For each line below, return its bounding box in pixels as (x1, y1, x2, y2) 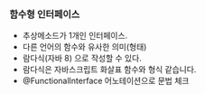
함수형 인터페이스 (9, 7, 80, 20)
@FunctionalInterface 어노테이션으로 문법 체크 (22, 75, 190, 87)
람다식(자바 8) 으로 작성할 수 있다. (22, 52, 142, 64)
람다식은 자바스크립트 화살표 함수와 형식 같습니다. (22, 64, 197, 75)
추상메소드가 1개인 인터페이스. (22, 30, 128, 42)
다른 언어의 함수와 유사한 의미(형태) (22, 42, 147, 52)
